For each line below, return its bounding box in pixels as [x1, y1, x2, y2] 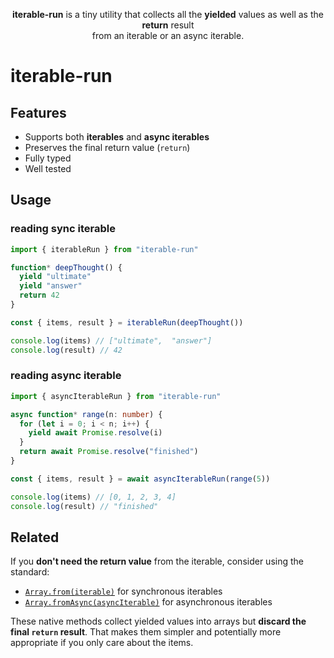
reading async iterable [10, 369, 122, 383]
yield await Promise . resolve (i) [28, 428, 163, 438]
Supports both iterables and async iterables [24, 131, 210, 143]
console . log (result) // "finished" [10, 501, 159, 511]
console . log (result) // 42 [10, 345, 123, 355]
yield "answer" [19, 281, 83, 291]
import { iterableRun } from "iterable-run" [10, 244, 199, 254]
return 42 [19, 290, 60, 301]
